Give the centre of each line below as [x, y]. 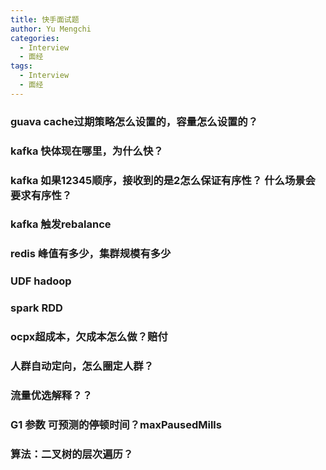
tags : [21, 66]
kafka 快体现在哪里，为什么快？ [87, 151]
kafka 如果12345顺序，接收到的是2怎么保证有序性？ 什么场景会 [163, 180]
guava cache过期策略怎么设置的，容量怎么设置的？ [134, 121]
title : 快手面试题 [45, 19]
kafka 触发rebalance [61, 224]
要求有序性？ [41, 195]
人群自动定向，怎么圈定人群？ [82, 366]
